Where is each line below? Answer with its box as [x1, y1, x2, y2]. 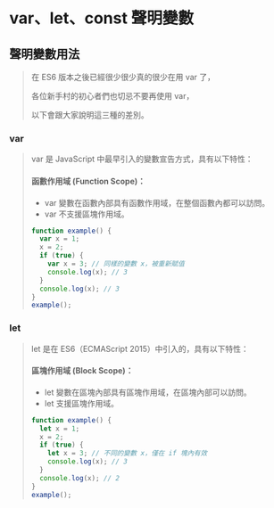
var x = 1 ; [39, 234, 80, 243]
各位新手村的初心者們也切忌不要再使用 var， [30, 91, 195, 101]
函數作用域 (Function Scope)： [30, 176, 145, 186]
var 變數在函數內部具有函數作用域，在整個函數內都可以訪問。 [44, 197, 270, 208]
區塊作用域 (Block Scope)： [30, 365, 134, 376]
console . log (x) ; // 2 [39, 473, 120, 482]
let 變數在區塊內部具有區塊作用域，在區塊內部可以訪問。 [44, 387, 252, 397]
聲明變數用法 [9, 46, 80, 61]
